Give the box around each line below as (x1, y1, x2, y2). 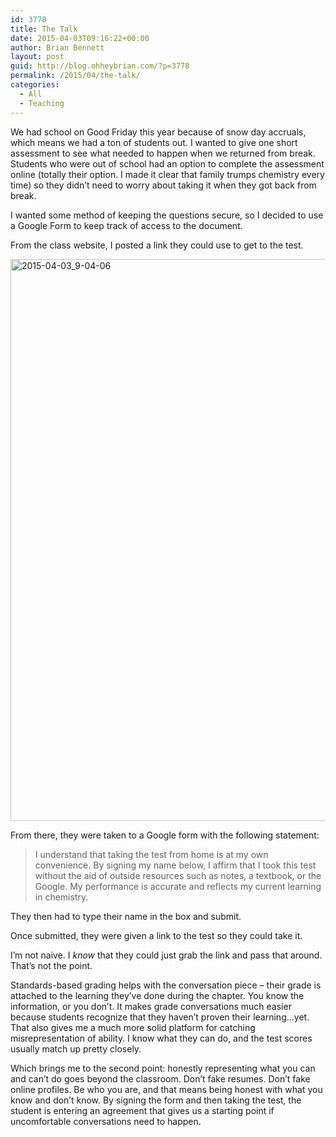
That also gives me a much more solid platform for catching (10, 1021, 256, 1033)
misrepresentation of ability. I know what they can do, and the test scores (10, 1032, 313, 1044)
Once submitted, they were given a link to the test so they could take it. (10, 929, 303, 941)
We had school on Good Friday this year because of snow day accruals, (10, 126, 307, 138)
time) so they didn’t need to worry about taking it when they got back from (10, 179, 317, 191)
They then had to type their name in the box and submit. (10, 910, 242, 922)
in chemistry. (34, 891, 89, 903)
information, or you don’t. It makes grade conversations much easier (10, 1000, 292, 1012)
